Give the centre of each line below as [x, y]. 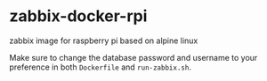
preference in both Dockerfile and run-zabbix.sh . [100, 67]
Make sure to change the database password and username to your [133, 57]
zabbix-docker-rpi [78, 16]
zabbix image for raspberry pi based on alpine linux [104, 40]
